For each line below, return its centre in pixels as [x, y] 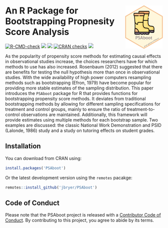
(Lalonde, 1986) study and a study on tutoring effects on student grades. [80, 130]
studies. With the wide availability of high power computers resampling [78, 77]
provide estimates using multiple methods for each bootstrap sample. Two [82, 119]
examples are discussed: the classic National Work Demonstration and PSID [83, 125]
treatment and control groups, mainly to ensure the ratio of [65, 109]
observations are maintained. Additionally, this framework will [84, 114]
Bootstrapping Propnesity [60, 21]
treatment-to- [141, 109]
